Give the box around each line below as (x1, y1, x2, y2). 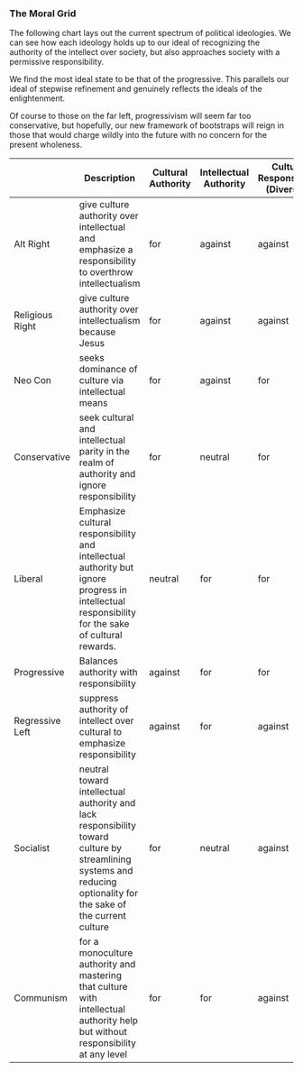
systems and (78, 865, 133, 877)
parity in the (78, 445, 131, 458)
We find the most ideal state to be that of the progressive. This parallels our (9, 74, 290, 85)
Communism (14, 992, 68, 1004)
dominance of (78, 363, 138, 376)
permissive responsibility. (9, 57, 105, 68)
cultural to (78, 726, 123, 738)
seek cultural (78, 411, 134, 424)
